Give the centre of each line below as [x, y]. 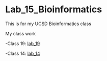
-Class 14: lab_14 [23, 53]
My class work [21, 33]
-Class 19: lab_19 [23, 43]
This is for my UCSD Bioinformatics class [48, 24]
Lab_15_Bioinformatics [54, 9]
